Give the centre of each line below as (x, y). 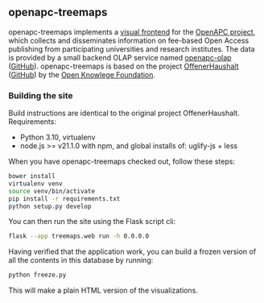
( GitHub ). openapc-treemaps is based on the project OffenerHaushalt (124, 66)
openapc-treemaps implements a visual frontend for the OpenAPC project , (132, 31)
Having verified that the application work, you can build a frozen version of (132, 251)
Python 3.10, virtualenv (58, 137)
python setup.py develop (50, 206)
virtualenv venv (35, 184)
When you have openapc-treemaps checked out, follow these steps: (122, 162)
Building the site (41, 95)
